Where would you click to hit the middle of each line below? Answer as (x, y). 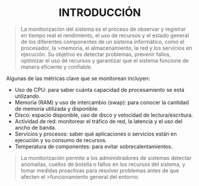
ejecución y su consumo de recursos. (61, 140)
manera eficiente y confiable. (56, 67)
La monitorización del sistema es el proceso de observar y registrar (103, 29)
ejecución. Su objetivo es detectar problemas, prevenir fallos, (96, 54)
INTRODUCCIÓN (100, 13)
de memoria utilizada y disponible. (57, 108)
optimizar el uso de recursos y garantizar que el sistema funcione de (105, 60)
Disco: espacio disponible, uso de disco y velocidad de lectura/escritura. (104, 115)
